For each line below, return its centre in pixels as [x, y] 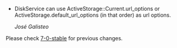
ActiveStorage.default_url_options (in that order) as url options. [93, 15]
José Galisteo [31, 27]
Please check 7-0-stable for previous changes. [64, 38]
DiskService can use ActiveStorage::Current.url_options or [87, 9]
